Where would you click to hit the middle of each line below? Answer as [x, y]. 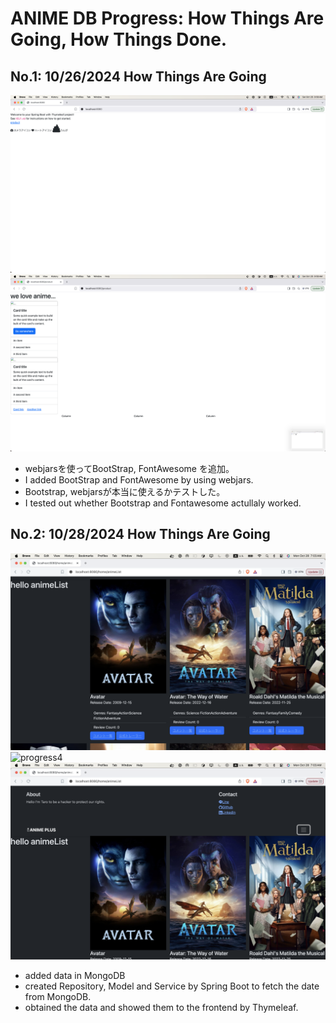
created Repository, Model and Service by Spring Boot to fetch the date [172, 986]
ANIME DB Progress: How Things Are [167, 18]
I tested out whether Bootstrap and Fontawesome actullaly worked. [163, 503]
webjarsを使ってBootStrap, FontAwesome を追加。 [129, 468]
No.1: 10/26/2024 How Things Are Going [138, 76]
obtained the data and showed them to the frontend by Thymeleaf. [161, 1007]
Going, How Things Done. [119, 39]
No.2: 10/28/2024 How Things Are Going [140, 534]
